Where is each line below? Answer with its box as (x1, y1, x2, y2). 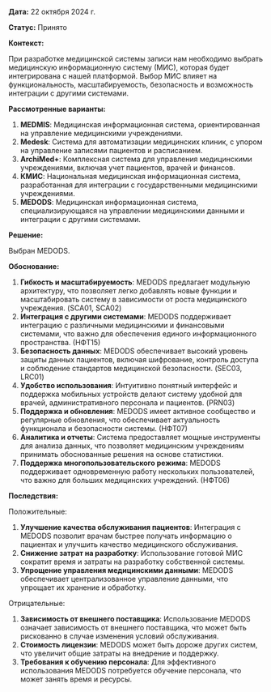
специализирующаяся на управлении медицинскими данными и (19, 206, 245, 216)
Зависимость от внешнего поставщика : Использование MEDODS (19, 614, 251, 623)
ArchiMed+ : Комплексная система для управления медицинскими (19, 154, 252, 164)
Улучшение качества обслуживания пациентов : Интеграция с (19, 523, 241, 532)
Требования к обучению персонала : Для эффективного (19, 657, 217, 667)
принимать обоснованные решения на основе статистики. (19, 450, 224, 459)
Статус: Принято (8, 23, 67, 32)
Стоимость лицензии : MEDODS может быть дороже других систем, (19, 640, 258, 649)
